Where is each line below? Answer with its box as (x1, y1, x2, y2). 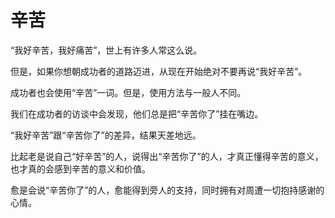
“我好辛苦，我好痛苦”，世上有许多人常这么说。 (10, 44, 203, 56)
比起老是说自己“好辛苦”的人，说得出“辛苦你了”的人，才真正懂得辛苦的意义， (10, 150, 324, 162)
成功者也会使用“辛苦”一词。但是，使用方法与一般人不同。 (10, 86, 247, 98)
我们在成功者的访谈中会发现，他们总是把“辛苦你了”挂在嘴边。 (10, 107, 264, 120)
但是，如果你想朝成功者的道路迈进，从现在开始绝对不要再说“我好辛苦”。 (10, 65, 308, 77)
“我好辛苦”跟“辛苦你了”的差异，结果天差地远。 (10, 129, 202, 141)
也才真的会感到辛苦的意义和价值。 (10, 162, 151, 175)
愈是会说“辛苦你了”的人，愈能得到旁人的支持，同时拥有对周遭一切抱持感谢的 (10, 184, 325, 196)
